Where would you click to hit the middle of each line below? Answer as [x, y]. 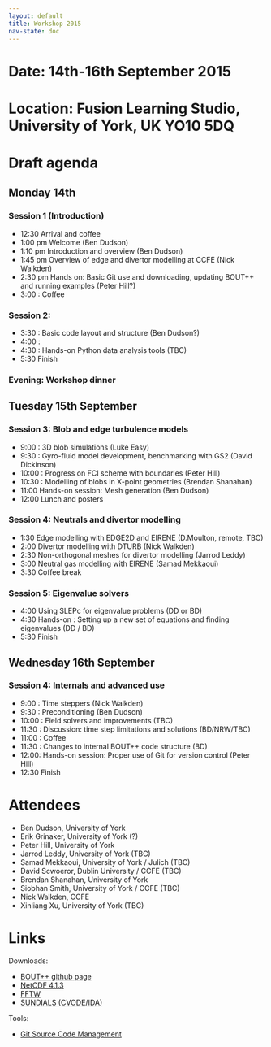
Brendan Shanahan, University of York [84, 880]
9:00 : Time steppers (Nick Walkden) [82, 703]
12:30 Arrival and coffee [60, 233]
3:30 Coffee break [51, 572]
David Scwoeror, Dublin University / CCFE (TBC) [101, 871]
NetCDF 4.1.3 [42, 985]
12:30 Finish [40, 772]
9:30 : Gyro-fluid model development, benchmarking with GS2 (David [136, 455]
